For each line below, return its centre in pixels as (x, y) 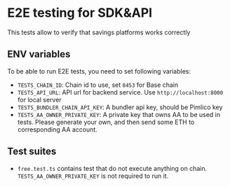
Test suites (32, 152)
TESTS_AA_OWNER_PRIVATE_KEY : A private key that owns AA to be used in (119, 114)
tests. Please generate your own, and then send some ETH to (106, 122)
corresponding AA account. (57, 129)
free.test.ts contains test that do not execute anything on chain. (112, 168)
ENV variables (39, 54)
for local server (39, 99)
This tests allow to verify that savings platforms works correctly (99, 32)
